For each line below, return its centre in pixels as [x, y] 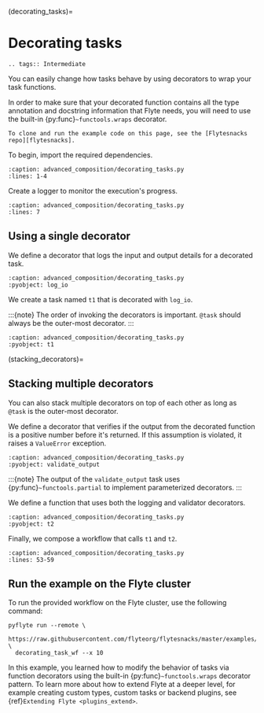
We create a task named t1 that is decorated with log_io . [101, 299]
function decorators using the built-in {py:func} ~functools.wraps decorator [130, 676]
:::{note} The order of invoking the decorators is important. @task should [125, 315]
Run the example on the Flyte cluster [100, 584]
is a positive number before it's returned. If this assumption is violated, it [125, 434]
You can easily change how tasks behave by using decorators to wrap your [130, 79]
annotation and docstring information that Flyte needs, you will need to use [130, 110]
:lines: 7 [24, 212]
